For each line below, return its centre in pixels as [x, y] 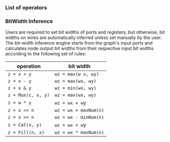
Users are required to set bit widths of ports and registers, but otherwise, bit [85, 32]
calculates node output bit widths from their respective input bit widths [79, 48]
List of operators [26, 8]
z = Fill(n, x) [26, 133]
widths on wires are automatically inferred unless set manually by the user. [83, 38]
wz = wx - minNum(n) [79, 117]
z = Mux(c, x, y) [29, 95]
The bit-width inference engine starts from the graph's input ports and [79, 43]
